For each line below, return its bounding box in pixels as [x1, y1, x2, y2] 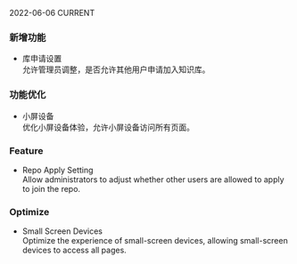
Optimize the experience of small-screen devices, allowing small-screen [21, 236, 288, 246]
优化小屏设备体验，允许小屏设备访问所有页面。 [21, 122, 194, 132]
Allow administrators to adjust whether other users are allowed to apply [21, 173, 285, 185]
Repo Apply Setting [21, 164, 94, 175]
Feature [9, 144, 44, 156]
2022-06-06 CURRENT [9, 8, 95, 18]
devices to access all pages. [21, 244, 127, 256]
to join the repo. [21, 183, 81, 194]
